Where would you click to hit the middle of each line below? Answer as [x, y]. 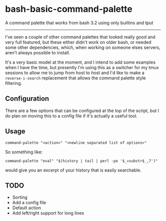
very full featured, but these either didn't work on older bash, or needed [78, 42]
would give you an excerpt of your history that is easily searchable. [73, 170]
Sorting [20, 197]
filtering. [14, 83]
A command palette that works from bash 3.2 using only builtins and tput [79, 23]
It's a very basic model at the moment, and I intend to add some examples [80, 62]
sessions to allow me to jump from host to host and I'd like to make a [75, 73]
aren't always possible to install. [38, 52]
